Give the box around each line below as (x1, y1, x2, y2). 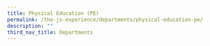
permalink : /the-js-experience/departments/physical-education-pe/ (7, 16, 204, 23)
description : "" (7, 22, 53, 29)
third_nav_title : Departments (7, 28, 94, 36)
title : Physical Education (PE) (7, 9, 99, 17)
